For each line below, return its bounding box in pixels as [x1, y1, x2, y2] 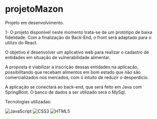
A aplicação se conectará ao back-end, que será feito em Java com [5, 84, 142, 89]
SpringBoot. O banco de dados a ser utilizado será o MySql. [5, 89, 126, 95]
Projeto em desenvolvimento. [5, 20, 64, 26]
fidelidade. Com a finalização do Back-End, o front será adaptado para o [5, 34, 152, 40]
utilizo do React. [5, 39, 38, 45]
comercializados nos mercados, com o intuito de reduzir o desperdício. [5, 74, 149, 80]
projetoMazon [5, 3, 64, 15]
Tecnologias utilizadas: [5, 98, 52, 104]
